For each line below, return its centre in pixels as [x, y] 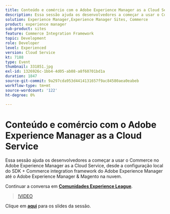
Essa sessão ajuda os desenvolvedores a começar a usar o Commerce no [82, 160]
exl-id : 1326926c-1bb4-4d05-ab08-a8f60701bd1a [55, 72]
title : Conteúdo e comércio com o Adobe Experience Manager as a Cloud [82, 10]
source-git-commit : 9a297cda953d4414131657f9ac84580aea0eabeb [72, 81]
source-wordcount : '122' [31, 90]
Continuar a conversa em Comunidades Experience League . [69, 187]
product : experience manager [36, 24]
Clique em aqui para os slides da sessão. [48, 206]
